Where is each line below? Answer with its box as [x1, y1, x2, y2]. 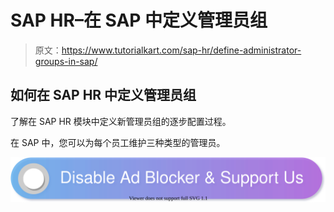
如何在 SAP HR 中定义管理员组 [10, 87, 197, 104]
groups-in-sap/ [34, 55, 98, 67]
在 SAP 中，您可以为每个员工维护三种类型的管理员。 [10, 136, 226, 148]
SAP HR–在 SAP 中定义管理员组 [10, 9, 268, 32]
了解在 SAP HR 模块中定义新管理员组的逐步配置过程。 [10, 115, 232, 127]
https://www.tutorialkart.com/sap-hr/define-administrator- [61, 44, 302, 56]
